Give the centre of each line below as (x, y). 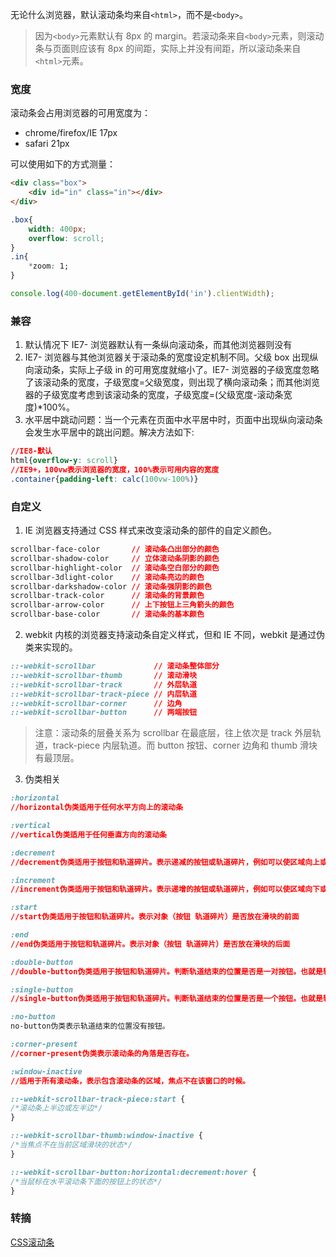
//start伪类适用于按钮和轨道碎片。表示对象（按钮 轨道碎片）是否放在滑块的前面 (155, 917)
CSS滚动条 (32, 1242)
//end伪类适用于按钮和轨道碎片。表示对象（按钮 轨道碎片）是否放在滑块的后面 (150, 944)
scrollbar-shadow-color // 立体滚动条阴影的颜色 (115, 558)
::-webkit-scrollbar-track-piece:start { (98, 1099)
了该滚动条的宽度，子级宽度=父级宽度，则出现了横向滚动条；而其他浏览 (172, 382)
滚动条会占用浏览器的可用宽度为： (80, 113)
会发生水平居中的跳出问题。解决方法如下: (109, 432)
